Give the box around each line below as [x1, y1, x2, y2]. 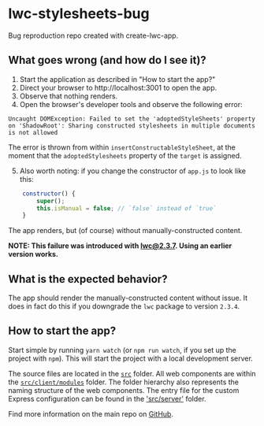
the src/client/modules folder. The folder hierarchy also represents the [8, 377, 239, 387]
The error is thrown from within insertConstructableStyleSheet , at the [8, 143, 236, 152]
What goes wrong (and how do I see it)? [8, 54, 206, 67]
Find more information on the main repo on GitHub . [8, 409, 173, 418]
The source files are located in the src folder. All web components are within [8, 369, 256, 378]
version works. [8, 250, 59, 259]
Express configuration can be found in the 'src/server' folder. [8, 394, 206, 403]
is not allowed [8, 128, 58, 136]
